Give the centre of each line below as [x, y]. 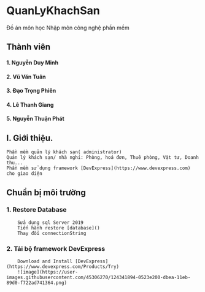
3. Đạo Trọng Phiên [31, 91]
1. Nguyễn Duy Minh [33, 63]
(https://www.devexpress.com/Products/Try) [63, 267]
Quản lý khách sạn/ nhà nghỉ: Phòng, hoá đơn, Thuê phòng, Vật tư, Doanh [103, 158]
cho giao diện [25, 174]
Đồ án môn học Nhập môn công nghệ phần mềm [68, 28]
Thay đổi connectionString [52, 233]
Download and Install [45, 261]
